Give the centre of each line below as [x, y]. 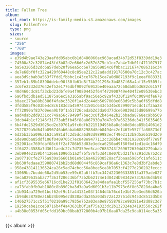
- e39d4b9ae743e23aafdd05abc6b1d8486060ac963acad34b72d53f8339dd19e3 [86, 58]
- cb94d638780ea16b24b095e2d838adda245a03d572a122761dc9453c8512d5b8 [86, 196]
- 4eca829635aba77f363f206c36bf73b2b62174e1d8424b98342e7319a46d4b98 [86, 177]
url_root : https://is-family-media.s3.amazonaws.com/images [76, 20]
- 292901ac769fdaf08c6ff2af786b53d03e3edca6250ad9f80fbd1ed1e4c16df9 [86, 144]
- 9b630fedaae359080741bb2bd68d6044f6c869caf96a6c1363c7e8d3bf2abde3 [86, 163]
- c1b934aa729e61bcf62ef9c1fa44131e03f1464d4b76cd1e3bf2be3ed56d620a [86, 192]
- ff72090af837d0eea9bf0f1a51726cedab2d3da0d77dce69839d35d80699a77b [86, 111]
